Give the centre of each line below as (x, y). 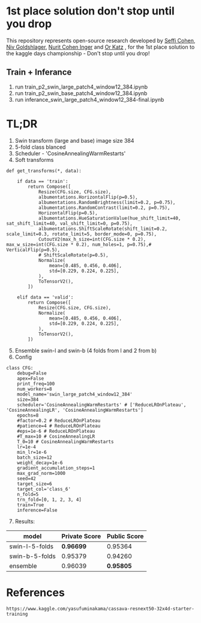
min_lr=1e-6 (32, 452)
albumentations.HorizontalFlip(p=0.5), (88, 197)
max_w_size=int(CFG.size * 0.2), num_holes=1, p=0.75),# (79, 244)
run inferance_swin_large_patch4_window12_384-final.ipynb (89, 99)
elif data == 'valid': (45, 297)
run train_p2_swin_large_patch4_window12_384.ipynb (81, 87)
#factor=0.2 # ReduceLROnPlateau (59, 420)
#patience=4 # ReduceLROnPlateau (59, 426)
